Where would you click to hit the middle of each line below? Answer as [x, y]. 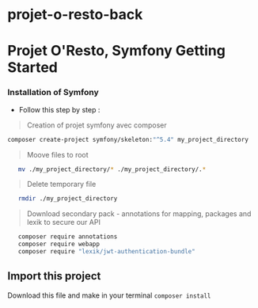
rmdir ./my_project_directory [68, 199]
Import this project [54, 276]
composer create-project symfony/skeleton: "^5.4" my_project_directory [128, 139]
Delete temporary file [61, 184]
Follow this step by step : [59, 109]
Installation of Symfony [53, 93]
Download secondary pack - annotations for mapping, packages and [139, 214]
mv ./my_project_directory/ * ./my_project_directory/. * [112, 169]
